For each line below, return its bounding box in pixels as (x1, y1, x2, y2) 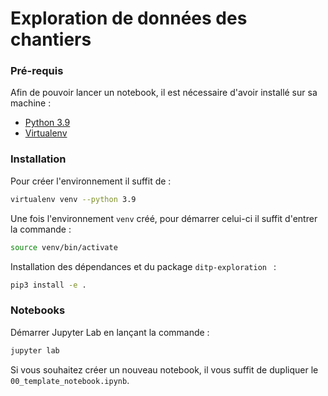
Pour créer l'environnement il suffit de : (10, 175, 172, 187)
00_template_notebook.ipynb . (10, 374, 130, 386)
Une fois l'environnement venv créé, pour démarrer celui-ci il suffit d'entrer (10, 212, 318, 224)
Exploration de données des (10, 7, 248, 30)
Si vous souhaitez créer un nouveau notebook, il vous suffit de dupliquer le (10, 363, 319, 376)
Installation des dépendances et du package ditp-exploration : (10, 260, 277, 272)
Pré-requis (10, 64, 64, 78)
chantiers (10, 28, 92, 51)
